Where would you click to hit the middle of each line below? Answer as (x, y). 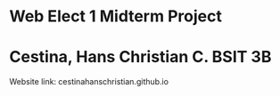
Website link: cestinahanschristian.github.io (89, 82)
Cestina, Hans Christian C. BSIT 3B (140, 57)
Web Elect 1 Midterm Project (116, 16)
